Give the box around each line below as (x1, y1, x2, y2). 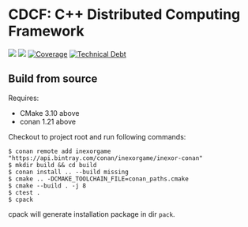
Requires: (8, 93, 39, 102)
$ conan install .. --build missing (8, 168, 129, 176)
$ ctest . (8, 188, 41, 196)
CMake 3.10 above (19, 108, 80, 117)
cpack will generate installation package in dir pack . (8, 209, 175, 218)
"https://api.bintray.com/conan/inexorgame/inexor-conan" (8, 154, 203, 162)
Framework (8, 22, 85, 40)
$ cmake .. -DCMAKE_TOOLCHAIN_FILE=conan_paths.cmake (8, 175, 190, 183)
